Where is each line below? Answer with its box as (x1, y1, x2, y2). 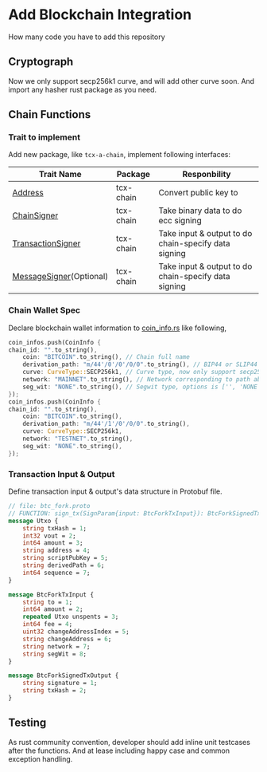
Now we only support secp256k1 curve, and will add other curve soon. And (8, 76, 255, 85)
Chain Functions (8, 108, 91, 121)
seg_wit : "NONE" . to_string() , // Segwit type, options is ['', (22, 383, 237, 391)
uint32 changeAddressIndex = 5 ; (22, 628, 130, 636)
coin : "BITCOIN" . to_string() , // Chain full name (22, 353, 191, 361)
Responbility (182, 169, 231, 180)
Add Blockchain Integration (8, 6, 192, 24)
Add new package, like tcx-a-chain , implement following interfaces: (8, 150, 231, 160)
